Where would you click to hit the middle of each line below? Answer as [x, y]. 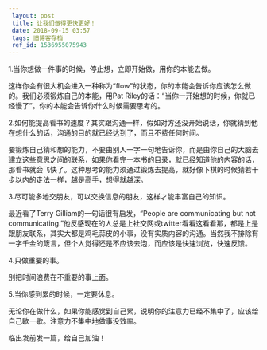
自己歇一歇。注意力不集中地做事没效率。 [74, 321]
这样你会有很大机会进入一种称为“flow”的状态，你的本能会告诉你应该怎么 [126, 86]
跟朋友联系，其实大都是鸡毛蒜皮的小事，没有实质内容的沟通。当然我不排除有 [133, 234]
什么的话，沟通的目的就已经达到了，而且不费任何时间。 [112, 133]
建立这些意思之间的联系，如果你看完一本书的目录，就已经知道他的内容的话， [133, 159]
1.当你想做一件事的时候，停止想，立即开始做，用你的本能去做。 [112, 69]
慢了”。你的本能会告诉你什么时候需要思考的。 [90, 106]
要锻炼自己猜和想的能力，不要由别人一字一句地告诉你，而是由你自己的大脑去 [133, 150]
